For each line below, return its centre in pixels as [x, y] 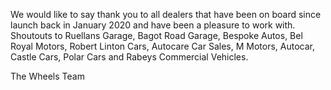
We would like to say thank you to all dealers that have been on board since [166, 14]
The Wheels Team [47, 76]
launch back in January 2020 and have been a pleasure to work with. [153, 25]
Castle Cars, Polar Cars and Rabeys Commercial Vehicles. [129, 57]
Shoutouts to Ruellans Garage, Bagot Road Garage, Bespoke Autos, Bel [156, 35]
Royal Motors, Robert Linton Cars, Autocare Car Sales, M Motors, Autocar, [162, 46]
